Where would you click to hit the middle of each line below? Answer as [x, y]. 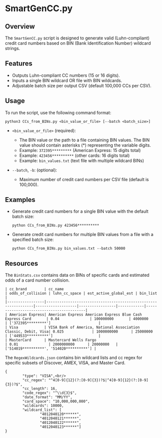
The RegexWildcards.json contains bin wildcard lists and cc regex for [74, 358]
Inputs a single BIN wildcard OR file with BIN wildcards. [67, 80]
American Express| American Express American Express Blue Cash [76, 315]
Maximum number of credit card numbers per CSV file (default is [84, 179]
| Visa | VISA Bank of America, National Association [72, 328]
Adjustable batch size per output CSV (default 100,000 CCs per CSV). [82, 85]
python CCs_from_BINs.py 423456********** [56, 226]
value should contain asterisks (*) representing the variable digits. [85, 145]
